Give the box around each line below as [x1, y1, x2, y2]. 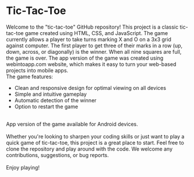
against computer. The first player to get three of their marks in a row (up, [6, 42, 183, 49]
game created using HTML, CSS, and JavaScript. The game [24, 29, 168, 36]
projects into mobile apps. [6, 67, 69, 74]
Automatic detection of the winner [14, 96, 97, 103]
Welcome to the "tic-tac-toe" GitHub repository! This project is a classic [6, 23, 179, 30]
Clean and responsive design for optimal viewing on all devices [14, 84, 167, 91]
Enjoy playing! [6, 164, 40, 171]
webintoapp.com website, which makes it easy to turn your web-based [6, 60, 177, 68]
